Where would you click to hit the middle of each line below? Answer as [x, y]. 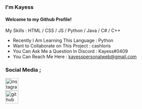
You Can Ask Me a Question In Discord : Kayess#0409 [70, 51]
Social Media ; [23, 70]
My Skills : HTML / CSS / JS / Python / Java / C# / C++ [63, 31]
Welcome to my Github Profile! [38, 19]
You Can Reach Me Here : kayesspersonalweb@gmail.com [75, 57]
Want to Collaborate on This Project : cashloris [62, 46]
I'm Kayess [19, 7]
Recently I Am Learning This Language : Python [63, 40]
